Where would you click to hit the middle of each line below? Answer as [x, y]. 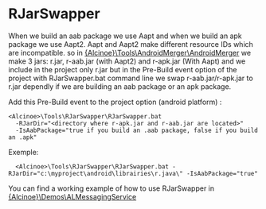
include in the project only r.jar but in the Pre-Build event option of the [123, 69]
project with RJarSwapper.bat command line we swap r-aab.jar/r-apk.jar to [131, 78]
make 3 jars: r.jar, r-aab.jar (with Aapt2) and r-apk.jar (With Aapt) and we [127, 61]
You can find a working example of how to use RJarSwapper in [111, 188]
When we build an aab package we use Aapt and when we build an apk [125, 36]
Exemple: [23, 152]
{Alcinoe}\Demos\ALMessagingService [72, 196]
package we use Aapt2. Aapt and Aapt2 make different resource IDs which [131, 44]
